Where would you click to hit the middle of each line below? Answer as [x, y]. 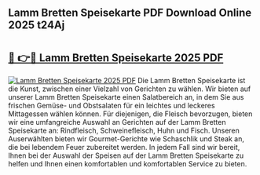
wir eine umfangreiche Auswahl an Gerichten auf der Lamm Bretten [117, 122]
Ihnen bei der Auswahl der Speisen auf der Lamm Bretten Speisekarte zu [126, 155]
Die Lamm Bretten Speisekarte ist [191, 80]
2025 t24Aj [37, 26]
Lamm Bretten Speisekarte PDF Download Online [130, 13]
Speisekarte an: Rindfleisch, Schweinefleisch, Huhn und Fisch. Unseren [124, 130]
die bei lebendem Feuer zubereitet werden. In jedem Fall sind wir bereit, [124, 147]
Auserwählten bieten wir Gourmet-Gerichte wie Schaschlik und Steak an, [126, 139]
